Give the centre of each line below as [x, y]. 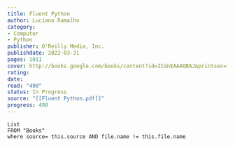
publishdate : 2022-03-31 [43, 53]
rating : [19, 72]
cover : [17, 66]
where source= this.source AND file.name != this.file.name [97, 137]
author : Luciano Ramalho [43, 20]
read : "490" [24, 86]
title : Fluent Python [39, 14]
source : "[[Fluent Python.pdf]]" [56, 99]
